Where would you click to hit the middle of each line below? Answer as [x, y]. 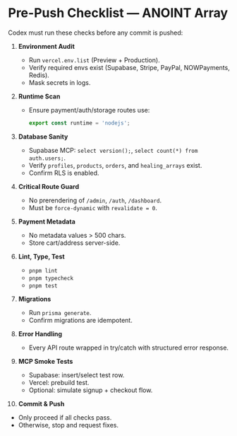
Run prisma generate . [60, 312]
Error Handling [40, 333]
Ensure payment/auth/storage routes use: [89, 110]
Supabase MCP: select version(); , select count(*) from [113, 150]
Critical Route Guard [49, 186]
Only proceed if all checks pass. [65, 417]
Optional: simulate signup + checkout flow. [91, 390]
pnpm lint [43, 270]
